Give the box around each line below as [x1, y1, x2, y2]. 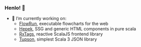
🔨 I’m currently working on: [11, 16, 67, 22]
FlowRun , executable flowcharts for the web [19, 21, 109, 26]
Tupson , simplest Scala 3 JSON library [19, 36, 97, 42]
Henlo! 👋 [4, 4, 26, 11]
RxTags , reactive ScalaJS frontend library [19, 31, 103, 37]
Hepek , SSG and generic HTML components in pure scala [19, 26, 136, 32]
